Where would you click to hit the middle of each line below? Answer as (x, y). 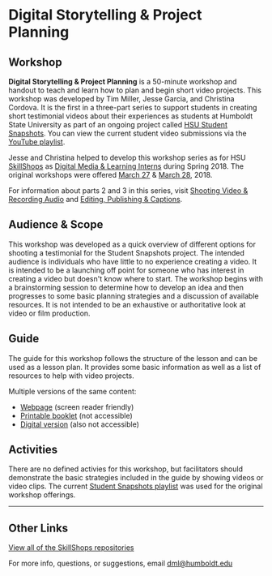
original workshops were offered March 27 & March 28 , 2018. (110, 175)
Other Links (38, 528)
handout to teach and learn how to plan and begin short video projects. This (135, 90)
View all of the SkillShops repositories (71, 548)
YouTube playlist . (37, 142)
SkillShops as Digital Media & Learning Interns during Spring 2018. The (126, 166)
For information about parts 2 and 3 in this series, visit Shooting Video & (128, 191)
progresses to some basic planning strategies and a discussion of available (134, 296)
